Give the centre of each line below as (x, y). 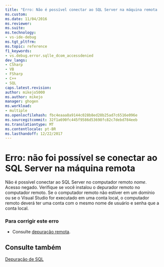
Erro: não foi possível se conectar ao (81, 158)
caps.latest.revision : (28, 88)
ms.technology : (21, 33)
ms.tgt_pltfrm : (21, 42)
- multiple (16, 111)
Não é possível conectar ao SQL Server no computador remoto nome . (76, 182)
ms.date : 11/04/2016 (26, 19)
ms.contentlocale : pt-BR (31, 129)
